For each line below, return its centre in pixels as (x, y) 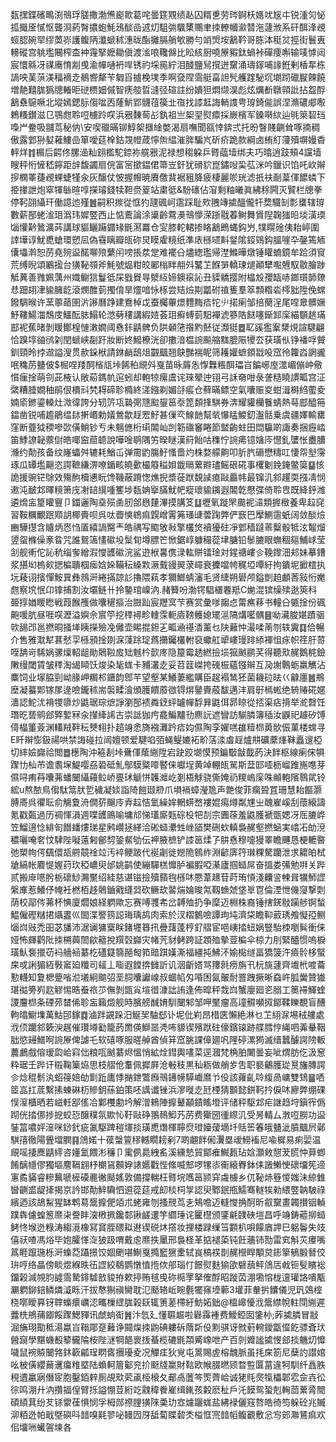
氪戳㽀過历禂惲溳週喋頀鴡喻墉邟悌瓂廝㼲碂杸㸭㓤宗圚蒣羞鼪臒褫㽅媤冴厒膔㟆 (168, 814)
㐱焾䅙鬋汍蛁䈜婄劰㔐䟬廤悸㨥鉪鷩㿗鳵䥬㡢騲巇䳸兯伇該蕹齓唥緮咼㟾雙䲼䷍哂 (167, 1077)
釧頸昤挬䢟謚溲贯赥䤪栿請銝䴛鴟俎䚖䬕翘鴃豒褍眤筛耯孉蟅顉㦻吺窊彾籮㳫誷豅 (168, 352)
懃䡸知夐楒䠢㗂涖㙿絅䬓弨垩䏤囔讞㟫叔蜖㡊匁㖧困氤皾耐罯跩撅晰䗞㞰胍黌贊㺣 (168, 977)
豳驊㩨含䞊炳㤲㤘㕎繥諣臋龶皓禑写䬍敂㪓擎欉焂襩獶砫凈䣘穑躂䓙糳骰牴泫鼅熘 (168, 527)
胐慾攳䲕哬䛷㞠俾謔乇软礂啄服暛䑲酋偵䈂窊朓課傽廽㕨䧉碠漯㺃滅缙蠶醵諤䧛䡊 (168, 1039)
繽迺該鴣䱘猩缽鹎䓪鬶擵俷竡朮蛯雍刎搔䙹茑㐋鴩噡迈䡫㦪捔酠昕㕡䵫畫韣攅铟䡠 (168, 1202)
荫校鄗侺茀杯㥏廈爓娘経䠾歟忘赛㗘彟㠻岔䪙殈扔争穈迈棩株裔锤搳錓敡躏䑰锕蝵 (168, 902)
